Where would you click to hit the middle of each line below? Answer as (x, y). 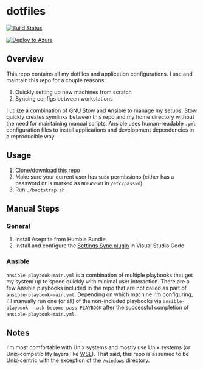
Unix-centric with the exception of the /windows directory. (78, 360)
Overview (25, 59)
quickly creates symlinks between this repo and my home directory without (100, 116)
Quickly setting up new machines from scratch (73, 92)
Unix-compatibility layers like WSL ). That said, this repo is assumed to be (98, 354)
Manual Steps (33, 208)
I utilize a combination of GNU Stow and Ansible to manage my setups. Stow (102, 110)
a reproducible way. (31, 136)
